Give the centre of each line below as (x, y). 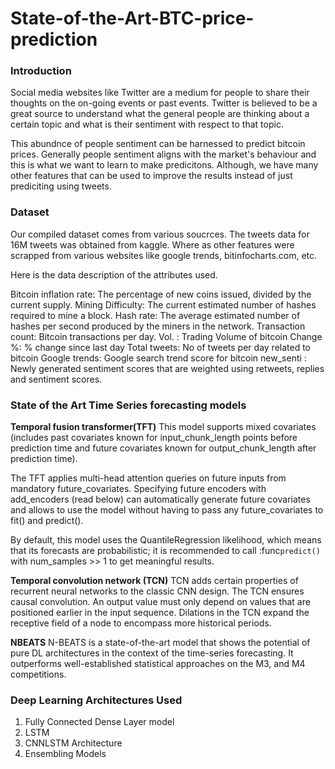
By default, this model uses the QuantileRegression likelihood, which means (166, 540)
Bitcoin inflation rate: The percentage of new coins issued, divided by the (161, 294)
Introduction (41, 71)
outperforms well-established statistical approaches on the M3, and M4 (158, 664)
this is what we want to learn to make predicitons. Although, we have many (164, 165)
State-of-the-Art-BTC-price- (132, 18)
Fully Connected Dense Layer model (99, 722)
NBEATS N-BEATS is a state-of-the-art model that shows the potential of (160, 643)
